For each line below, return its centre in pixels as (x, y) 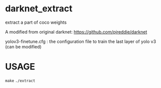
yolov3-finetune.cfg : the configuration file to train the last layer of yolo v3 (80, 41)
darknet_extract (39, 9)
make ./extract (20, 81)
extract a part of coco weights (36, 22)
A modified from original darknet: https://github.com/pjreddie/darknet (76, 32)
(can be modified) (23, 46)
